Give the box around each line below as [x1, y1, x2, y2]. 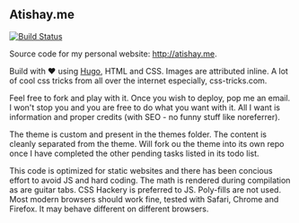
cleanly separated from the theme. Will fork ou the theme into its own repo [9, 138, 285, 149]
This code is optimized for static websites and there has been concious [9, 165, 273, 176]
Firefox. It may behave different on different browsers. [9, 203, 209, 214]
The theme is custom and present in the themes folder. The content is [9, 129, 268, 140]
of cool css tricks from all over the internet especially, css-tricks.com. [9, 75, 268, 86]
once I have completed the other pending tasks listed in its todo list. [9, 148, 259, 159]
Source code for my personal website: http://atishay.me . [9, 48, 217, 59]
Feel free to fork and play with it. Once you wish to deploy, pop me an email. [9, 92, 291, 103]
